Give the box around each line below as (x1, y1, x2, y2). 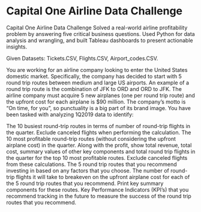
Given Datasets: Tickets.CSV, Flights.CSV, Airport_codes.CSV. (6, 54, 158, 62)
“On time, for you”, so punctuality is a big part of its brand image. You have (6, 104, 191, 111)
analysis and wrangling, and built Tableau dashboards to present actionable (6, 37, 193, 44)
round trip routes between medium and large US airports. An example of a (6, 79, 190, 86)
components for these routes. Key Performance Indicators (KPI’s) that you (6, 186, 189, 193)
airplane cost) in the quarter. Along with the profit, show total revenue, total (6, 141, 192, 149)
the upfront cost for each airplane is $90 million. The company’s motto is (6, 98, 186, 105)
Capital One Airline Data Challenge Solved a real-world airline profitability (6, 24, 188, 31)
